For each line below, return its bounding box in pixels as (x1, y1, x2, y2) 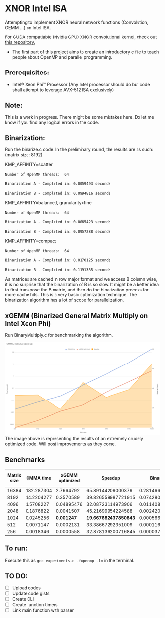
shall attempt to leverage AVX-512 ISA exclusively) (12, 87, 114, 93)
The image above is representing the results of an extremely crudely (5, 436, 143, 442)
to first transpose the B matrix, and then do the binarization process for (5, 287, 149, 292)
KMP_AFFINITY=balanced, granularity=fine (5, 200, 92, 206)
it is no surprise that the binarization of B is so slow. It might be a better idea (5, 282, 159, 288)
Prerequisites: (5, 69, 49, 77)
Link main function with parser (12, 607, 74, 613)
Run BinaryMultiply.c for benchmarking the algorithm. (5, 332, 113, 338)
